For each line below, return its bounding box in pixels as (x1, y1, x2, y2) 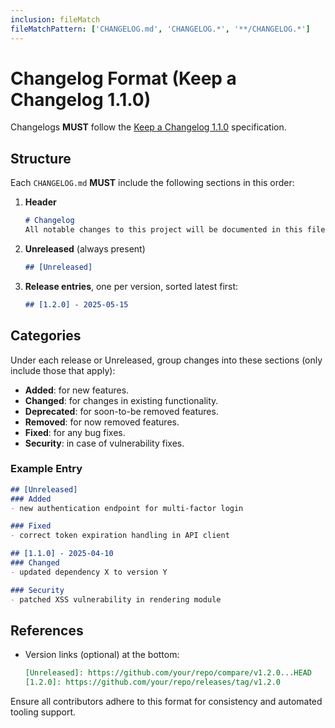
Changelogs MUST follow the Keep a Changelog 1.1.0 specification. (10, 121, 287, 133)
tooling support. (10, 706, 77, 718)
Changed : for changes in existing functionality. (24, 394, 219, 406)
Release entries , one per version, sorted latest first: (24, 280, 239, 292)
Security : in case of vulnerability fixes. (24, 437, 185, 449)
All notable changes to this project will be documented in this (24, 225, 303, 235)
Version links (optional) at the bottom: (24, 649, 180, 661)
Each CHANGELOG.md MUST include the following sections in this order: (10, 177, 295, 189)
